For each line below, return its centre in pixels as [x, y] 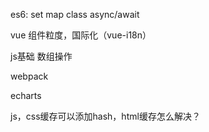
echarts [26, 95]
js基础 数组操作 [41, 56]
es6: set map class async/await [75, 14]
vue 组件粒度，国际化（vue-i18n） [81, 35]
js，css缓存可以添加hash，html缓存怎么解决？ [105, 116]
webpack [29, 76]
